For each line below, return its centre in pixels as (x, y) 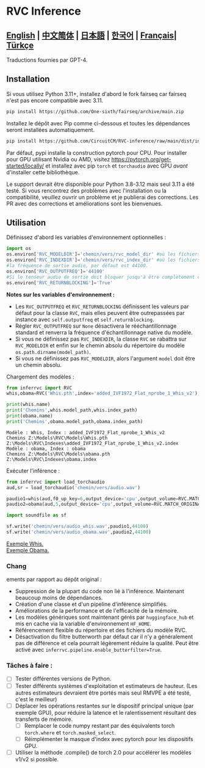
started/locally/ (25, 166)
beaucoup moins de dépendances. (59, 598)
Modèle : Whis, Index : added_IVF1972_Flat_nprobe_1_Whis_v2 (86, 432)
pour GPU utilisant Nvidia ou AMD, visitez (58, 159)
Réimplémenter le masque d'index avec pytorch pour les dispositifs (109, 739)
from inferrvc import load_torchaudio (56, 482)
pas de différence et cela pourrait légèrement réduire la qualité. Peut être (107, 643)
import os (19, 249)
